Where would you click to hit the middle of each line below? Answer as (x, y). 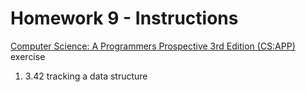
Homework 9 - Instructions (124, 18)
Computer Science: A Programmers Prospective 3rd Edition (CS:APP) (153, 46)
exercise (28, 56)
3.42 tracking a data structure (86, 76)
